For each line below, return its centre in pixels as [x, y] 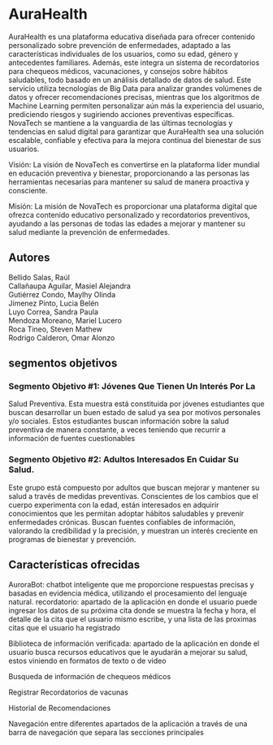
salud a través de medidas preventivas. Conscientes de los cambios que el [133, 496]
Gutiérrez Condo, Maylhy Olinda [62, 294]
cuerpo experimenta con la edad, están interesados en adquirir [114, 505]
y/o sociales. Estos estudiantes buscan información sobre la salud [119, 421]
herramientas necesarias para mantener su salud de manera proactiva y [129, 182]
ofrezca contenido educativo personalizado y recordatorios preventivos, [129, 214]
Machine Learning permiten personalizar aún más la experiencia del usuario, [136, 106]
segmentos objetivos [63, 364]
